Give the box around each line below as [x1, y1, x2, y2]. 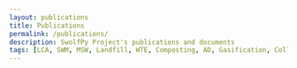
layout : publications [9, 12, 89, 22]
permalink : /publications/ [9, 29, 109, 38]
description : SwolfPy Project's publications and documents [9, 37, 236, 47]
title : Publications [9, 21, 86, 30]
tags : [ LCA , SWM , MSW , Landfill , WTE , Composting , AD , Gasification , [9, 46, 271, 55]
